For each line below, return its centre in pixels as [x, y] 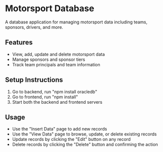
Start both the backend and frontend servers [57, 102]
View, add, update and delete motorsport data [58, 54]
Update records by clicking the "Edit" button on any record [71, 139]
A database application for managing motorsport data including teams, [76, 22]
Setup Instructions [34, 80]
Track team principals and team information [56, 64]
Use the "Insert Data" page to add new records [59, 129]
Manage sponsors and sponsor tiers [49, 59]
